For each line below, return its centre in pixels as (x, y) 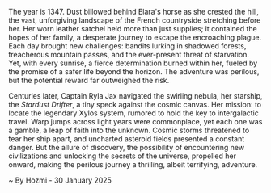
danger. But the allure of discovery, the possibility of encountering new (127, 147)
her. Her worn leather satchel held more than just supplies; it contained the (133, 29)
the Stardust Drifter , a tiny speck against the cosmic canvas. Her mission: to (135, 105)
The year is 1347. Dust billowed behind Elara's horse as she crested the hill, (133, 12)
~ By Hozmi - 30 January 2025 (60, 180)
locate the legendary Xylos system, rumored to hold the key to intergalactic (133, 113)
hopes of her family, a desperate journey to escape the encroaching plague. (135, 37)
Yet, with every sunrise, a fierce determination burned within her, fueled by (133, 63)
